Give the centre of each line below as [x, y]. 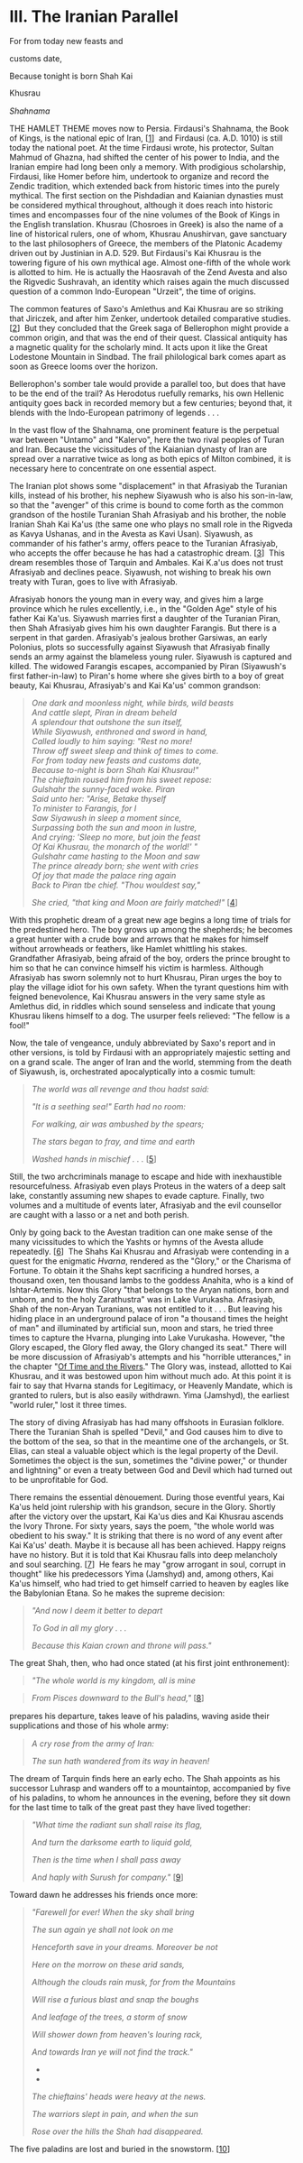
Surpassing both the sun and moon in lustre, [114, 828]
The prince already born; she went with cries [115, 866]
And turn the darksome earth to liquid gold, [112, 1842]
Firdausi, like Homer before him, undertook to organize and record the [139, 177]
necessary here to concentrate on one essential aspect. [113, 469]
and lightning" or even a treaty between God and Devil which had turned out [151, 1470]
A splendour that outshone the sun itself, [107, 723]
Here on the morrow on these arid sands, [108, 1965]
